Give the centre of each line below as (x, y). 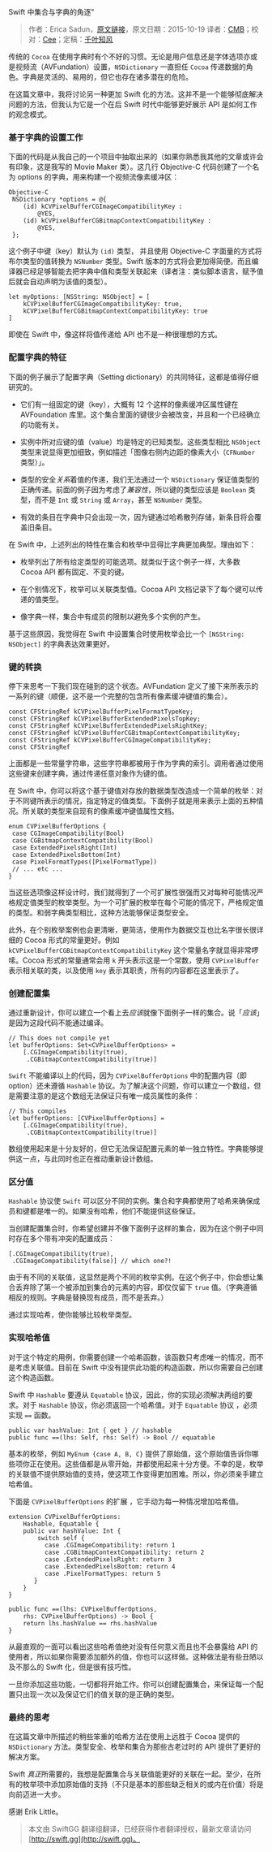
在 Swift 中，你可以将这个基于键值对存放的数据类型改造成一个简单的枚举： (132, 790)
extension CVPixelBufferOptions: (65, 1517)
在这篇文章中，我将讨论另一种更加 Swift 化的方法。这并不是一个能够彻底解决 (136, 94)
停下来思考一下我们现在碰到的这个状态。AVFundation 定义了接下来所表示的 (134, 686)
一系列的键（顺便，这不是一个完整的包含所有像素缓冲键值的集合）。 (120, 696)
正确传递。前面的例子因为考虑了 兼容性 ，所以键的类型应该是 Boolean (133, 489)
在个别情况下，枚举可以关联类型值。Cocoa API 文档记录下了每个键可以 (138, 589)
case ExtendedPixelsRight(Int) (64, 847)
